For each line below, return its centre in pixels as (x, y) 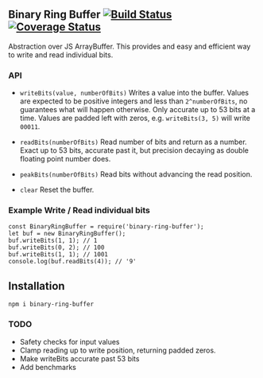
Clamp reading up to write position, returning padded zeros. (118, 350)
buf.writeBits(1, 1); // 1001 (58, 255)
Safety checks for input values (70, 341)
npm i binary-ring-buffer (51, 304)
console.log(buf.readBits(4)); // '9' (72, 262)
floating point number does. (65, 159)
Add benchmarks (48, 367)
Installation (37, 286)
